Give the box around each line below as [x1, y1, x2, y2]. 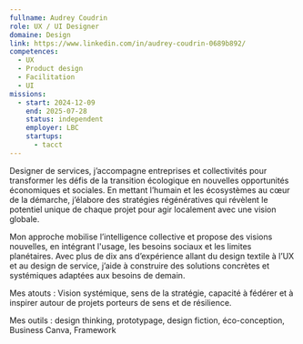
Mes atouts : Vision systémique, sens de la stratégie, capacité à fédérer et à [9, 288, 294, 298]
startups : [25, 132, 64, 141]
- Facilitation [17, 73, 76, 82]
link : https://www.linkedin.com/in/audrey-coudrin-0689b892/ [9, 38, 247, 48]
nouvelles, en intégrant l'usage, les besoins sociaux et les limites [9, 240, 252, 251]
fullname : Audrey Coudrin [9, 13, 107, 23]
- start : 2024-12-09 [17, 97, 96, 107]
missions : [9, 89, 47, 98]
